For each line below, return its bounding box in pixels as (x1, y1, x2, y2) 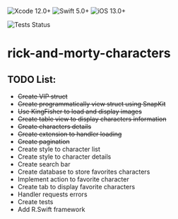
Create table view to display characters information (17, 115, 167, 123)
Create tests (17, 198, 54, 206)
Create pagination (17, 137, 71, 145)
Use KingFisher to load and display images (17, 107, 143, 116)
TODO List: (7, 73, 57, 85)
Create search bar (17, 160, 71, 168)
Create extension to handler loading (17, 130, 122, 138)
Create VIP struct (17, 92, 69, 101)
